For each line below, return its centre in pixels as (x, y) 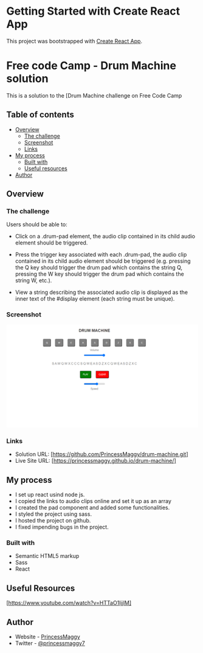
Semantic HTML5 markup (47, 556)
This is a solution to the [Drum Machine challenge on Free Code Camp (94, 95)
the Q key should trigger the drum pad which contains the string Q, (99, 268)
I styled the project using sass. (53, 514)
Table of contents (40, 115)
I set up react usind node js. (50, 494)
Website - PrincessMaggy (47, 637)
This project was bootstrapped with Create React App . (74, 41)
